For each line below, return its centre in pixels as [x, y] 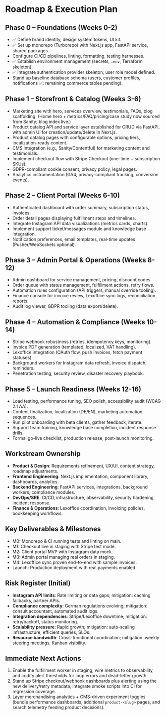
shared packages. [31, 51]
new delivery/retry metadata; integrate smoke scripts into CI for [77, 686]
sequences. [24, 417]
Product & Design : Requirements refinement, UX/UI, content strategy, [83, 466]
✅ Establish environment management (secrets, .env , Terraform [77, 61]
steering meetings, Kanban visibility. [49, 643]
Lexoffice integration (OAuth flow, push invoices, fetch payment [77, 353]
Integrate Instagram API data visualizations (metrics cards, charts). [80, 223]
